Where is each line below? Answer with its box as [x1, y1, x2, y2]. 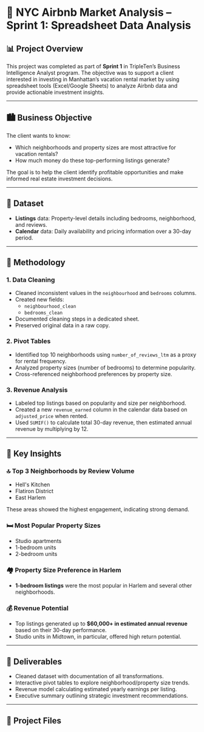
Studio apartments [15, 537, 62, 544]
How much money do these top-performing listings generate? [15, 157, 170, 164]
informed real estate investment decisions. [6, 175, 113, 182]
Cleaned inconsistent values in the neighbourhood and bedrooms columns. [15, 290, 197, 297]
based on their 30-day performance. [15, 627, 107, 634]
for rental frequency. [15, 357, 67, 364]
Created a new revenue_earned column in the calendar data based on [15, 405, 188, 413]
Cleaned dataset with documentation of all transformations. [15, 673, 164, 680]
